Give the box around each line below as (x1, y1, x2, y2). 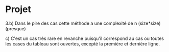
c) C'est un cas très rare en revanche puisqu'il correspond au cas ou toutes (5, 35, 164, 41)
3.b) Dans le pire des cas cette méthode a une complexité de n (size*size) (5, 20, 161, 26)
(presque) (5, 25, 27, 31)
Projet (5, 4, 32, 15)
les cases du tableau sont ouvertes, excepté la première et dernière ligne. (5, 40, 160, 46)
